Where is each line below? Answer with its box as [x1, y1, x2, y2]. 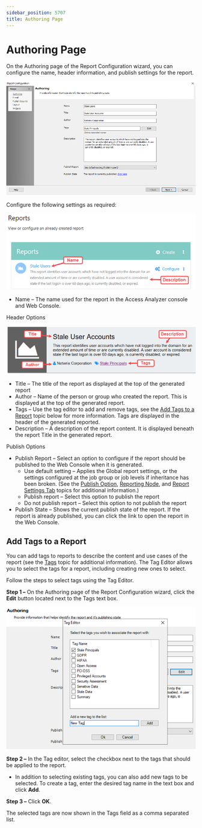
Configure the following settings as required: [6, 201, 117, 208]
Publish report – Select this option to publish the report [23, 493, 159, 500]
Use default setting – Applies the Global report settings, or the [23, 468, 177, 475]
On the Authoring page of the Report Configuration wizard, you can [6, 63, 173, 70]
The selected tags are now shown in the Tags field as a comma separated [6, 809, 189, 817]
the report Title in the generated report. [14, 431, 112, 439]
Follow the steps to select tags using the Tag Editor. [6, 577, 134, 584]
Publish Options [6, 443, 46, 450]
